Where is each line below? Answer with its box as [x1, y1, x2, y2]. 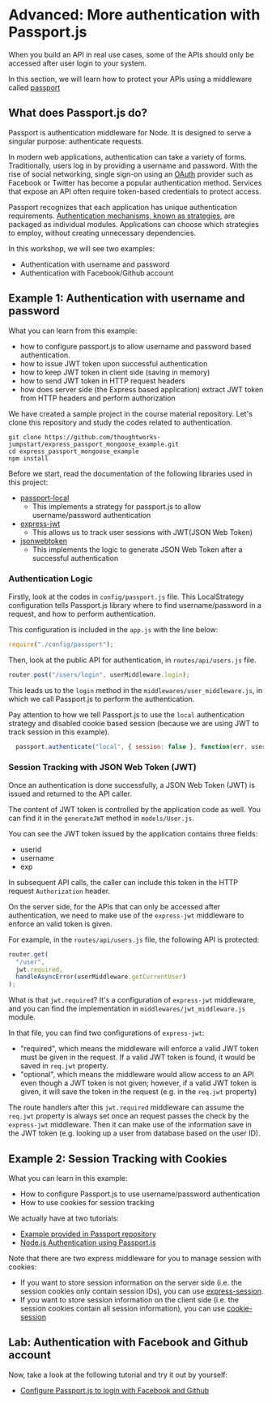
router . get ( [8, 950, 49, 958]
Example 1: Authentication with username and [8, 292, 245, 306]
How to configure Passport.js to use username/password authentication [19, 1189, 261, 1199]
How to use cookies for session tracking [19, 1197, 155, 1207]
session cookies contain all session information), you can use [19, 1303, 225, 1313]
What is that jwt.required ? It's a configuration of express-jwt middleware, [8, 995, 256, 1005]
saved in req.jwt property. [19, 1061, 109, 1071]
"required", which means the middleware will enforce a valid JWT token [19, 1044, 259, 1054]
